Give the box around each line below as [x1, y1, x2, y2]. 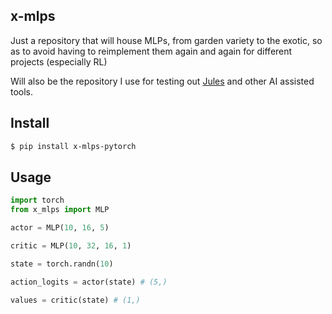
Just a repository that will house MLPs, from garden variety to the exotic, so [10, 34, 323, 46]
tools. [10, 85, 34, 98]
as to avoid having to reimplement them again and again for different [10, 45, 293, 57]
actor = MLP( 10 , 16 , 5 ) [10, 223, 110, 233]
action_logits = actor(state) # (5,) [10, 277, 168, 287]
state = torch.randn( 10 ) [10, 259, 114, 269]
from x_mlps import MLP [10, 205, 110, 215]
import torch [10, 195, 65, 206]
